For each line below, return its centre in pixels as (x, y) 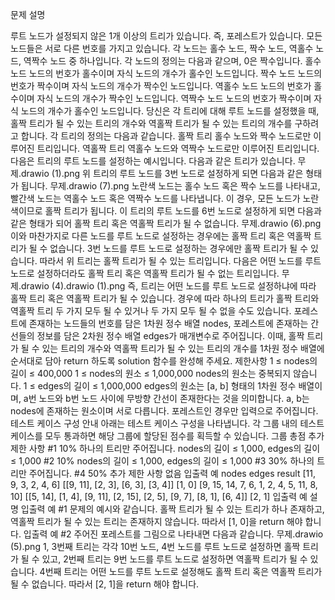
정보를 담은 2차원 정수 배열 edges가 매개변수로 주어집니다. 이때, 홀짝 (170, 336)
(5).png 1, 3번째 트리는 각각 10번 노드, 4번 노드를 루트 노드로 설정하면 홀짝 (155, 546)
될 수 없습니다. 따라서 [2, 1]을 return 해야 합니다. (105, 584)
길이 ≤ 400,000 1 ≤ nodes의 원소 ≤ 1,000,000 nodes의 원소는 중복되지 (151, 373)
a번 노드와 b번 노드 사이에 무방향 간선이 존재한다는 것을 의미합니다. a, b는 (166, 398)
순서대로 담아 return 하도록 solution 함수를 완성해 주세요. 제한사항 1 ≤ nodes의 (164, 361)
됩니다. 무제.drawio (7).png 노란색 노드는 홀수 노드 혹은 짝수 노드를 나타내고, (170, 186)
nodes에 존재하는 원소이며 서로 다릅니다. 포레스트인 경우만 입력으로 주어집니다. (164, 411)
